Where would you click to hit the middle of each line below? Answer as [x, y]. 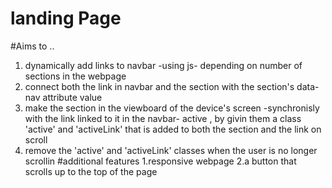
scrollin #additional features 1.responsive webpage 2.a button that [160, 161]
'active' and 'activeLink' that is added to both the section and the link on [173, 129]
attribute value [72, 97]
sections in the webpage [75, 76]
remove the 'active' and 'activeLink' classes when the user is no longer [171, 150]
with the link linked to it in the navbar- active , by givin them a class [163, 118]
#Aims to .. [32, 46]
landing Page [66, 18]
